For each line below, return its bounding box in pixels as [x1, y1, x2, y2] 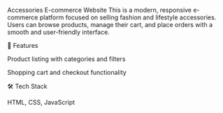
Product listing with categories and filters [7, 55, 126, 63]
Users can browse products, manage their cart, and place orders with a [7, 21, 213, 28]
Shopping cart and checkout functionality [7, 69, 127, 76]
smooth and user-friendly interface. [7, 28, 110, 36]
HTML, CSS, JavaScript [7, 98, 75, 106]
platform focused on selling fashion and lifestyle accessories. [39, 13, 217, 21]
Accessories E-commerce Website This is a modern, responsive [7, 6, 192, 14]
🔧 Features [7, 42, 38, 49]
